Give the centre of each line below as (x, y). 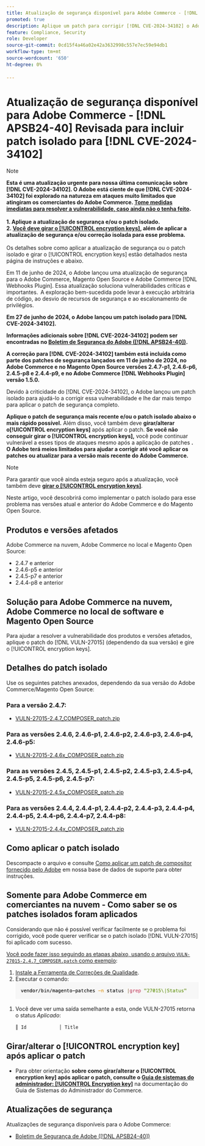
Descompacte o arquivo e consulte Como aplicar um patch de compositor (99, 863)
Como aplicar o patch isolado (63, 848)
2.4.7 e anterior (34, 563)
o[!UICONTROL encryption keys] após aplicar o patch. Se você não (92, 430)
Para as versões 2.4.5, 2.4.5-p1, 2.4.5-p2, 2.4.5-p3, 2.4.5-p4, (100, 771)
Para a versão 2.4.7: (37, 705)
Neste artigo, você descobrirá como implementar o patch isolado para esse (101, 498)
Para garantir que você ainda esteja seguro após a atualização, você (92, 479)
